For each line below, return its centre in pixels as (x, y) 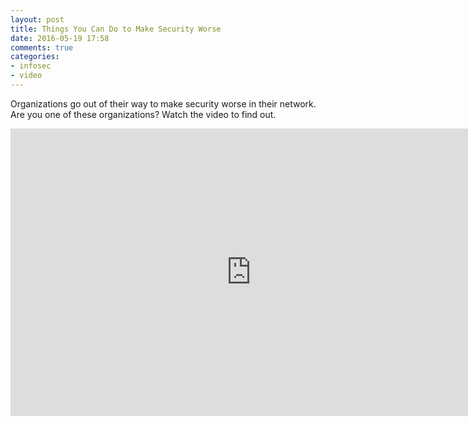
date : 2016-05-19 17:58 (60, 38)
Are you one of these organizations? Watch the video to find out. (143, 114)
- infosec (31, 66)
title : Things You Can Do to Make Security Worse (116, 29)
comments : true (42, 47)
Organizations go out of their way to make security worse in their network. (163, 103)
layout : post (37, 19)
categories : (35, 57)
